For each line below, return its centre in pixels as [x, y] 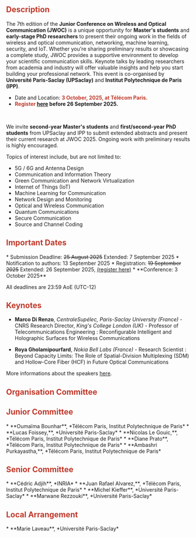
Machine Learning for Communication [60, 193]
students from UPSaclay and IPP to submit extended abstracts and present [97, 133]
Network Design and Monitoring [53, 199]
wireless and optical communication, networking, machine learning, [87, 42]
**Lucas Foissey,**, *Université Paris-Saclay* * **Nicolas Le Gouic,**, [92, 432]
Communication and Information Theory [63, 174]
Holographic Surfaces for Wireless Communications [77, 338]
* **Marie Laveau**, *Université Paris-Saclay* [62, 529]
